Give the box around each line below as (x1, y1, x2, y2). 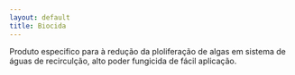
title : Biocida (9, 21, 67, 30)
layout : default (9, 12, 70, 22)
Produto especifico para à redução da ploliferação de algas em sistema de (9, 46, 286, 56)
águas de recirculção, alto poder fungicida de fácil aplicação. (9, 55, 237, 66)
